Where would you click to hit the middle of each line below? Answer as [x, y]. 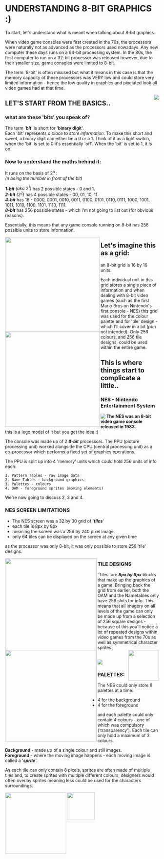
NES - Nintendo [119, 400]
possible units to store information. [40, 230]
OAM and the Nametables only [128, 595]
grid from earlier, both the [123, 590]
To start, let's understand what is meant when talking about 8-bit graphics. [80, 32]
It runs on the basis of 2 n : [31, 172]
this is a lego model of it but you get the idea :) [52, 432]
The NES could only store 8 [125, 685]
